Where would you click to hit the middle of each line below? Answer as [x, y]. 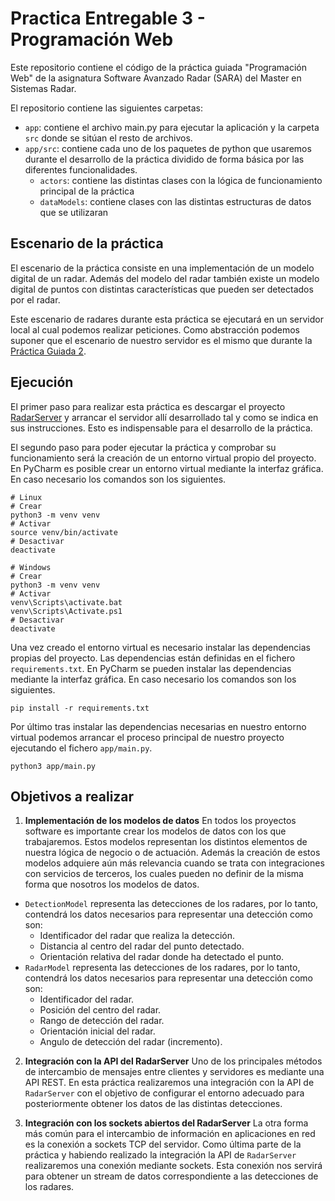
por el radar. [35, 299]
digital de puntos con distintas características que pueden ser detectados [162, 289]
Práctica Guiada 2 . [48, 351]
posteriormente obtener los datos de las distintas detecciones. [153, 1104]
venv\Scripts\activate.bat [66, 602]
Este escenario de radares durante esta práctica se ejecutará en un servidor [167, 319]
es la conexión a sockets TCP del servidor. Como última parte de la [163, 1144]
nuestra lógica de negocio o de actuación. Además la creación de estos [172, 853]
